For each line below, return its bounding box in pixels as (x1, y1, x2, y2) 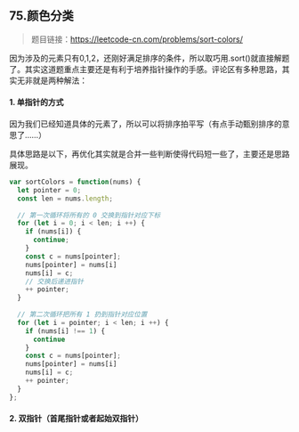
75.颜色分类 (9, 8, 74, 24)
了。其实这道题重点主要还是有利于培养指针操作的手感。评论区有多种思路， (9, 63, 282, 74)
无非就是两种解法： (16, 75, 87, 86)
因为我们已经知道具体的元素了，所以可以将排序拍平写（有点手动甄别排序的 (9, 118, 282, 129)
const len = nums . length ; (17, 194, 114, 203)
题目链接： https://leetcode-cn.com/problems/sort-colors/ (30, 34, 243, 45)
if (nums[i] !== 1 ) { (25, 326, 105, 336)
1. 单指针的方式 (9, 97, 64, 108)
